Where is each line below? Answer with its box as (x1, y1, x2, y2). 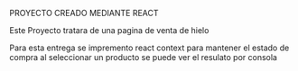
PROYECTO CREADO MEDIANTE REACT (9, 8, 160, 18)
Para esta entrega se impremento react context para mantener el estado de (9, 42, 290, 53)
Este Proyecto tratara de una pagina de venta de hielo (9, 25, 210, 35)
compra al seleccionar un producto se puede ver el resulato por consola (9, 52, 278, 62)
